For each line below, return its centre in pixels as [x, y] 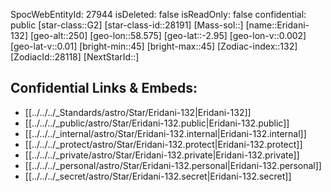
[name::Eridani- [277, 25]
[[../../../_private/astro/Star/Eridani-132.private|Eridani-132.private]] [162, 155]
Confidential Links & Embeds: [104, 88]
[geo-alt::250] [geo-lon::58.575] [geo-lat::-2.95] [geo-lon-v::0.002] [168, 35]
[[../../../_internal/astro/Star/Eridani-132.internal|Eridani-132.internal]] [165, 133]
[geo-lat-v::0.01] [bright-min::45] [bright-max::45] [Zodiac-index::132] [154, 46]
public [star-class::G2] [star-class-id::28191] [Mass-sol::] [127, 25]
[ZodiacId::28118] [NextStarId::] [75, 57]
